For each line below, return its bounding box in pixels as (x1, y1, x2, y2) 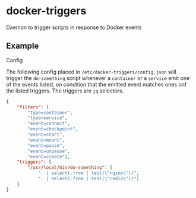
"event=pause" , (27, 142, 65, 149)
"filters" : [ (17, 104, 49, 110)
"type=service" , (27, 115, 68, 121)
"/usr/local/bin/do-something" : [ (27, 165, 113, 171)
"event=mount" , (27, 137, 65, 143)
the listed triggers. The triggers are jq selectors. (6, 87, 124, 94)
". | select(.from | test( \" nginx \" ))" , (37, 170, 140, 176)
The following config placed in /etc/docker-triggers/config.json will (6, 68, 176, 75)
